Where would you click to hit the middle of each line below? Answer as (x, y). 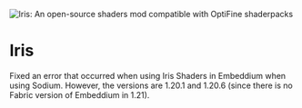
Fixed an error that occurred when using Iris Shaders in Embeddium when (148, 75)
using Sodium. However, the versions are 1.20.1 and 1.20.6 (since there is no (151, 85)
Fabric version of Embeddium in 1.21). (80, 94)
